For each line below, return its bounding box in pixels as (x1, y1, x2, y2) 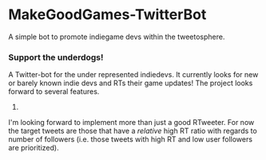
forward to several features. (8, 87, 100, 96)
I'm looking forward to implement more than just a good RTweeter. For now (8, 118, 255, 127)
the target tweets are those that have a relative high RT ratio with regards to (8, 126, 257, 136)
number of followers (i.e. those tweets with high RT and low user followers (8, 135, 253, 144)
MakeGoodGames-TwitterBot (8, 6, 207, 24)
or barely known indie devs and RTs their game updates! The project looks (8, 78, 253, 88)
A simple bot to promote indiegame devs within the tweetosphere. (8, 32, 225, 41)
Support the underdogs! (8, 52, 104, 63)
